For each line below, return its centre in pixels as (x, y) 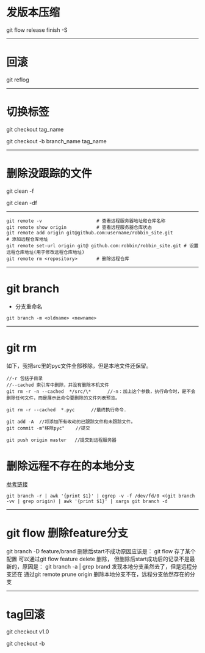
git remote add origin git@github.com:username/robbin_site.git (90, 233)
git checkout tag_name (35, 129)
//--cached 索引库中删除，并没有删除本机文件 (58, 385)
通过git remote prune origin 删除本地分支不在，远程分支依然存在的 (107, 574)
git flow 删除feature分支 (67, 533)
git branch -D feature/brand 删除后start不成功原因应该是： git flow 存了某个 (101, 551)
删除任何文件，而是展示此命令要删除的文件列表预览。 (63, 398)
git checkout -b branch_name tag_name (56, 141)
